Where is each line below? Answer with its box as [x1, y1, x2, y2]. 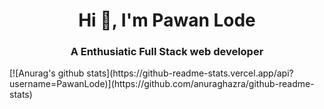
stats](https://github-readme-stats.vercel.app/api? [86, 67, 294, 79]
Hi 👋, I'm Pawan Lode [78, 9, 256, 32]
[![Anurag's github [9, 67, 85, 79]
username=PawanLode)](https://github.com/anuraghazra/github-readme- [9, 78, 315, 90]
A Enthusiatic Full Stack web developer [70, 45, 264, 59]
